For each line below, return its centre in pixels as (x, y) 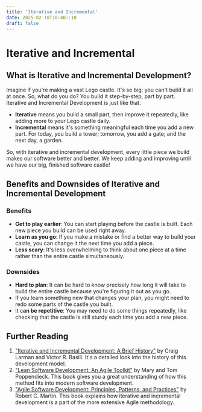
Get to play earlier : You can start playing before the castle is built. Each (104, 224)
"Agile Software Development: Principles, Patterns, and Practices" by (101, 390)
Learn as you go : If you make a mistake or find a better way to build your (105, 237)
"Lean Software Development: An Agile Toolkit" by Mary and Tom (96, 370)
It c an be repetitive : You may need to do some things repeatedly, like (101, 311)
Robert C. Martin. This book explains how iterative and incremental (98, 396)
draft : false (23, 23)
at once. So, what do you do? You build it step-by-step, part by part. (91, 96)
